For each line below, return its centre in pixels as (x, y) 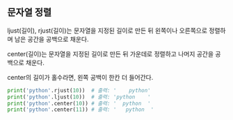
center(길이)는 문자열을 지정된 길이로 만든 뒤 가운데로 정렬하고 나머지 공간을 (111, 53)
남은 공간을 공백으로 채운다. (51, 39)
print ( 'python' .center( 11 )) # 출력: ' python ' (81, 110)
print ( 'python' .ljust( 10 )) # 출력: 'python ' (79, 97)
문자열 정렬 (30, 12)
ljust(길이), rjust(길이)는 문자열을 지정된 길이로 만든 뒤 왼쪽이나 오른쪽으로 (107, 31)
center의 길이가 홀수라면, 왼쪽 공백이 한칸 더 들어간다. (80, 77)
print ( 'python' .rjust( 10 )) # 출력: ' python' (79, 90)
